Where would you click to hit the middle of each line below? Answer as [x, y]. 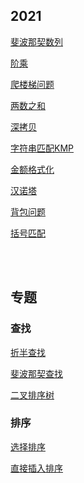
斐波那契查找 [36, 373]
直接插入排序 [36, 468]
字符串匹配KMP [42, 148]
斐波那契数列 [36, 41]
